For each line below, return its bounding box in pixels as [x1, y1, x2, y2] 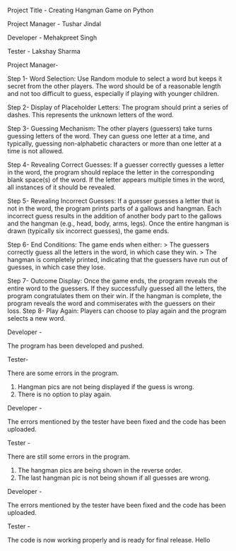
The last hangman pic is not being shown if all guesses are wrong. [17, 473, 211, 482]
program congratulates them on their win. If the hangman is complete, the [7, 292, 223, 300]
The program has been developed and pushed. [7, 342, 145, 350]
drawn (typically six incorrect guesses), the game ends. [7, 227, 170, 235]
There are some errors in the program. [7, 369, 119, 377]
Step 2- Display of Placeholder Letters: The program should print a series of [7, 103, 229, 112]
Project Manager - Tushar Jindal [7, 20, 101, 28]
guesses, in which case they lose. [7, 263, 106, 271]
